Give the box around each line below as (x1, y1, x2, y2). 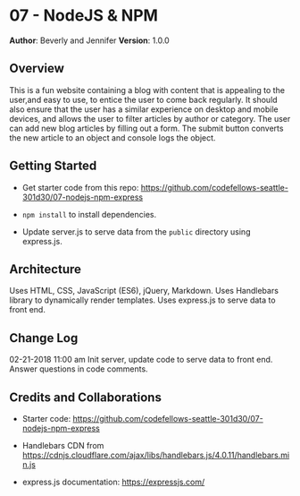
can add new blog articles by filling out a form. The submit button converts (9, 123, 284, 133)
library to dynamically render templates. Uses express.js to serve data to (9, 295, 276, 305)
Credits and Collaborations (9, 389, 162, 405)
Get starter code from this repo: (21, 182, 139, 192)
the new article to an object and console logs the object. (9, 132, 216, 143)
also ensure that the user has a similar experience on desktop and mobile (9, 104, 279, 115)
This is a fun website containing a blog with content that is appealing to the (9, 84, 286, 95)
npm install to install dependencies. (21, 209, 157, 219)
